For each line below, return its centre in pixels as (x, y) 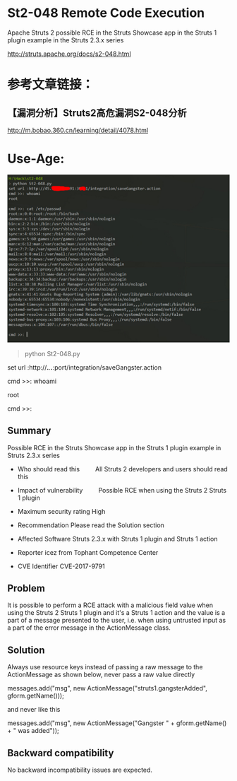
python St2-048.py (52, 353)
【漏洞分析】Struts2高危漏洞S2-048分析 (97, 113)
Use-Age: (36, 159)
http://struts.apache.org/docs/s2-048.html (69, 54)
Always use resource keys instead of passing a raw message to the (105, 667)
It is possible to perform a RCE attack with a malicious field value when (110, 605)
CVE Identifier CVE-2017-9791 (61, 566)
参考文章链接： (51, 84)
